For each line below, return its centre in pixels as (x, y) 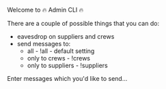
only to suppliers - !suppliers (67, 65)
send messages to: (44, 44)
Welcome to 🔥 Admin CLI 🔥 (45, 10)
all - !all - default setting (61, 51)
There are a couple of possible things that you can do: (83, 23)
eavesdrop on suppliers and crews (66, 36)
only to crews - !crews (59, 58)
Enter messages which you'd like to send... (67, 78)
